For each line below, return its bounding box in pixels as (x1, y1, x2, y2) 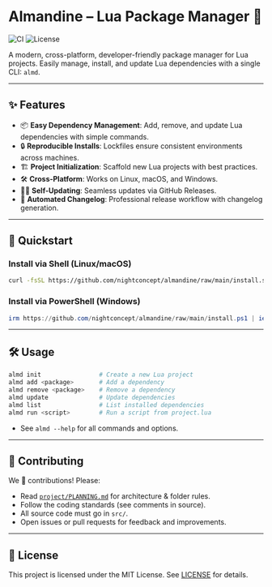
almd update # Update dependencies (8, 393, 176, 401)
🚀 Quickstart (8, 234, 73, 248)
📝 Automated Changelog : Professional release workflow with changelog (19, 194, 263, 204)
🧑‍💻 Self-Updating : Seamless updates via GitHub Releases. (19, 186, 217, 195)
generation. (19, 203, 59, 212)
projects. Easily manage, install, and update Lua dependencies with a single (8, 58, 261, 68)
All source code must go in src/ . (19, 508, 129, 518)
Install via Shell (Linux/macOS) (8, 259, 132, 270)
